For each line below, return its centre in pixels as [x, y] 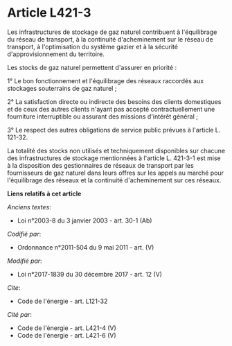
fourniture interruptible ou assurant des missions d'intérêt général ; [103, 116]
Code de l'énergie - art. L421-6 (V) [66, 335]
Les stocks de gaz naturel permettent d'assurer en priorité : [92, 67]
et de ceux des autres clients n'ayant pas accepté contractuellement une [111, 109]
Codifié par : [24, 234]
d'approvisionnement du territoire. [56, 54]
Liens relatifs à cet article [44, 193]
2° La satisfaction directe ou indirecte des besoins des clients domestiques [114, 101]
